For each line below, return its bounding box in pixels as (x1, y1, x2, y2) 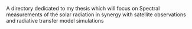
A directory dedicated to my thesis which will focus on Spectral (6, 5, 160, 12)
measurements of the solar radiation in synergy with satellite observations (6, 11, 186, 18)
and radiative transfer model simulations (6, 17, 105, 24)
